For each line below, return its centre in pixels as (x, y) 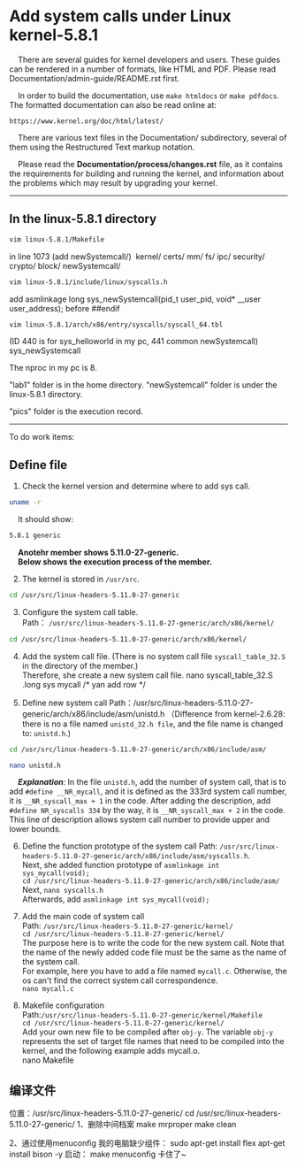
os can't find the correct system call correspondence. (120, 980)
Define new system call (65, 703)
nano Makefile (48, 1060)
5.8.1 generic (35, 536)
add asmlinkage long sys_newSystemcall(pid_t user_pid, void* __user (135, 299)
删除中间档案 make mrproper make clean (162, 1125)
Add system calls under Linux (120, 16)
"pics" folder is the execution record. (76, 411)
